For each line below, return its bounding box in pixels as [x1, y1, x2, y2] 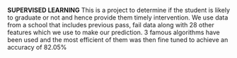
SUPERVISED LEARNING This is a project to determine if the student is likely [7, 6, 231, 14]
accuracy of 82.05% [7, 43, 67, 51]
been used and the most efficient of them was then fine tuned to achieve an [7, 36, 229, 44]
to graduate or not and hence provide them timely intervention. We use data [7, 13, 229, 22]
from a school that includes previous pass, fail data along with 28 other [7, 21, 214, 29]
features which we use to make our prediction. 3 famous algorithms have [7, 28, 221, 36]
